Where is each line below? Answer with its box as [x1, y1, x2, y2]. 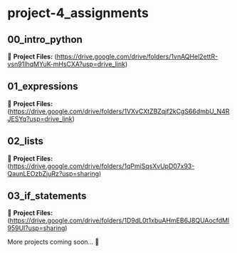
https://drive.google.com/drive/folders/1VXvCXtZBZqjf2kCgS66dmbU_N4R [9, 107, 230, 115]
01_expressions [7, 81, 78, 93]
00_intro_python [7, 33, 83, 46]
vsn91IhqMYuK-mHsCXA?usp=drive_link [7, 60, 126, 68]
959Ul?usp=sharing [7, 224, 65, 232]
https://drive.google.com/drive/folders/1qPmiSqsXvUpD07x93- [9, 162, 195, 170]
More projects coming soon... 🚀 [7, 237, 100, 247]
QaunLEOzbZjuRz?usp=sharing [7, 169, 100, 177]
